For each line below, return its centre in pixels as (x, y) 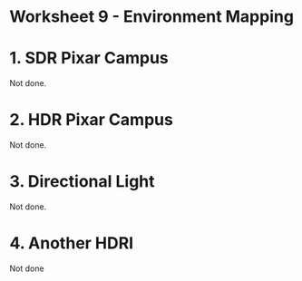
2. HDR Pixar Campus (92, 120)
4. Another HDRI (72, 243)
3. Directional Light (83, 182)
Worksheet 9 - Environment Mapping (152, 17)
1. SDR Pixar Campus (89, 58)
